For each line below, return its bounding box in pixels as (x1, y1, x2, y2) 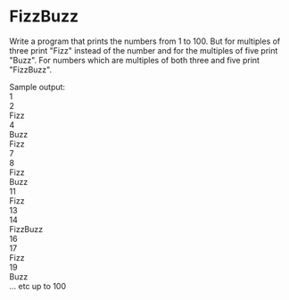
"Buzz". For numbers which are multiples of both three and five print (9, 54, 260, 65)
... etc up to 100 (9, 280, 67, 291)
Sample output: (9, 81, 65, 92)
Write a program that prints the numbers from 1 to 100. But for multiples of (9, 36, 281, 46)
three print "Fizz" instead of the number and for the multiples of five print (9, 45, 278, 55)
